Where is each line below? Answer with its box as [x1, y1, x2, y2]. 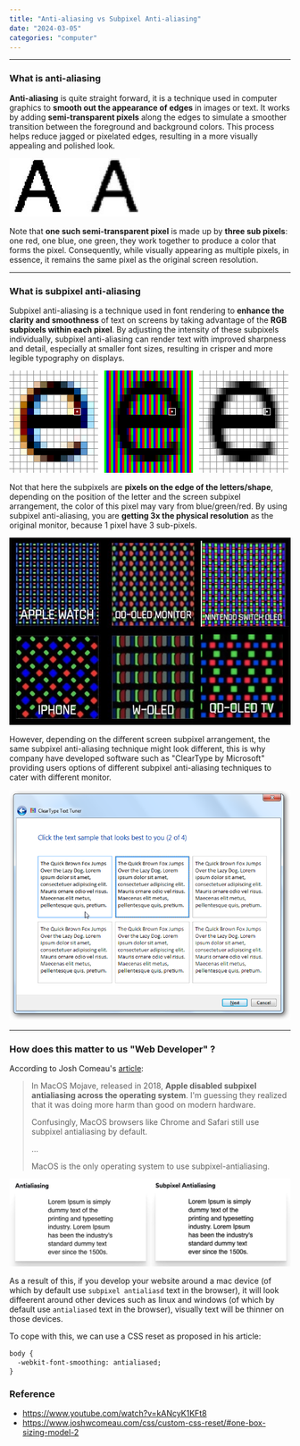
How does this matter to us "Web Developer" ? [9, 1043, 216, 1055]
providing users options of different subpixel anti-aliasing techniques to [9, 762, 272, 773]
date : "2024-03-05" [9, 23, 82, 33]
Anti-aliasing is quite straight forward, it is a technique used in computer [9, 92, 278, 103]
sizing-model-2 [21, 1427, 79, 1438]
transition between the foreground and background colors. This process [9, 121, 275, 131]
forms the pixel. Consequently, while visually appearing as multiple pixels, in [9, 244, 290, 255]
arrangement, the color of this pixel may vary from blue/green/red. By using [9, 501, 287, 512]
